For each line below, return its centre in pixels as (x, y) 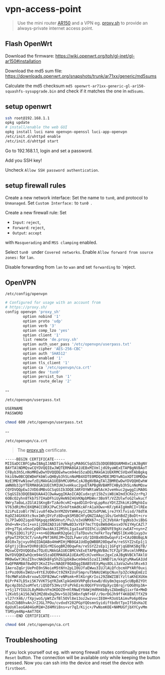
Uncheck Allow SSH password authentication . (52, 170)
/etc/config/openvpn (27, 294)
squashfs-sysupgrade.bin (31, 91)
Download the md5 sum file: (34, 71)
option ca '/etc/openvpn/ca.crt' (57, 367)
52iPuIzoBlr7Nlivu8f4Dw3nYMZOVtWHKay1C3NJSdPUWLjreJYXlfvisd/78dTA (76, 511)
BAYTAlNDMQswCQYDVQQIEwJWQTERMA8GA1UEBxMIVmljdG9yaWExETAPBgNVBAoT (76, 468)
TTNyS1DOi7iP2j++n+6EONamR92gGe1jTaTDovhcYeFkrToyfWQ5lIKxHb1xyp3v (76, 533)
